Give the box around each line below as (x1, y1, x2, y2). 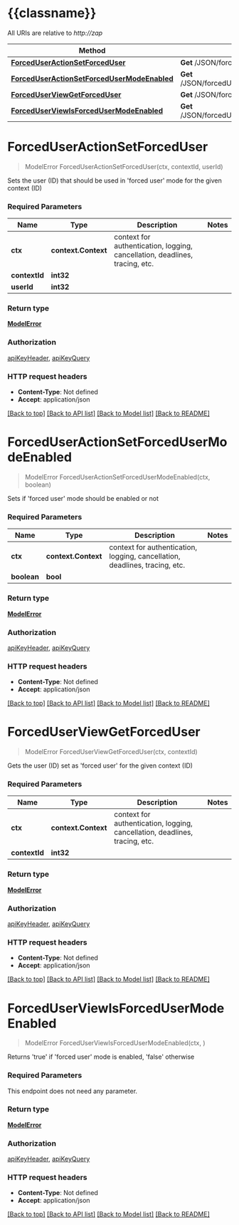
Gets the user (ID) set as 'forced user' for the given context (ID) (7, 761, 193, 770)
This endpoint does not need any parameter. (7, 1087, 137, 1095)
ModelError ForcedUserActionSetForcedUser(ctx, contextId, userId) (24, 162, 223, 171)
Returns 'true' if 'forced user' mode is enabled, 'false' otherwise (7, 1052, 195, 1061)
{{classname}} (7, 5, 97, 21)
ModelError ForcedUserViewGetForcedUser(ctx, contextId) (24, 748, 198, 756)
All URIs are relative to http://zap (7, 29, 103, 37)
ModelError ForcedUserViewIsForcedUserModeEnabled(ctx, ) (24, 1039, 206, 1047)
